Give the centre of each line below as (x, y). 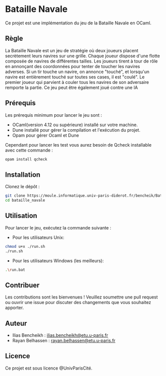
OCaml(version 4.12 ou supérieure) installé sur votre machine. (75, 125)
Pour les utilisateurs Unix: (38, 237)
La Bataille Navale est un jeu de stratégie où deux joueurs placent (72, 50)
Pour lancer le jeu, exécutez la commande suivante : (58, 227)
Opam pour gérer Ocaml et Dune (45, 135)
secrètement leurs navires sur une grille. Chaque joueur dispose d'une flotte (83, 56)
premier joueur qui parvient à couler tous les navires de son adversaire (77, 82)
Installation (23, 175)
